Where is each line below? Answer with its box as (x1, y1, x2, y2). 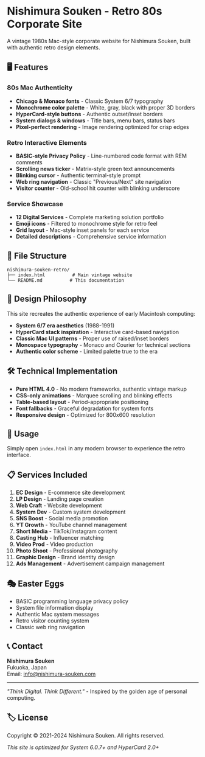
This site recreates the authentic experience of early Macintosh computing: (7, 310, 195, 317)
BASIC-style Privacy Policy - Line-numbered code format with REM (15, 152, 187, 159)
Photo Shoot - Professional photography (15, 547, 118, 554)
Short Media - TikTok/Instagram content (15, 528, 117, 535)
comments (15, 158, 43, 166)
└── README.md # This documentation (7, 277, 124, 284)
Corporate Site (7, 17, 83, 31)
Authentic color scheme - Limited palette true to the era (15, 347, 158, 355)
